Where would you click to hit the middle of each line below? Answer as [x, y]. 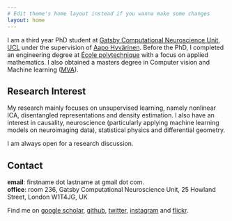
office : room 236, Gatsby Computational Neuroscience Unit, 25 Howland [111, 190]
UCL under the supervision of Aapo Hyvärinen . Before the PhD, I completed [116, 47]
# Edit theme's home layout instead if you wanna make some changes [109, 14]
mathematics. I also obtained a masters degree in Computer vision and [109, 62]
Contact [25, 165]
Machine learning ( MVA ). [43, 69]
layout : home [26, 20]
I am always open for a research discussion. [70, 144]
